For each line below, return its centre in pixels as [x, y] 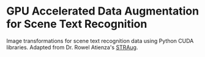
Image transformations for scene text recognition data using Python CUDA [100, 41]
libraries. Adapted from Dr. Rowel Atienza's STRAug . [72, 47]
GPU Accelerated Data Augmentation [103, 11]
